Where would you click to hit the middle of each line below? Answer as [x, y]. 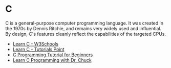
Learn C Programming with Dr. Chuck [52, 60]
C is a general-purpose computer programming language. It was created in [84, 23]
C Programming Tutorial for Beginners [53, 55]
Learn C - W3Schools [36, 43]
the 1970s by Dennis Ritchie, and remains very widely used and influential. [83, 28]
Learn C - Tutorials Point [39, 49]
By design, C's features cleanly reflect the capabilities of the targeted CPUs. [86, 34]
